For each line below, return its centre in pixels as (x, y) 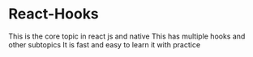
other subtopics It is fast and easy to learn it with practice (105, 44)
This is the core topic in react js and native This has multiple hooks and (127, 36)
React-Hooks (54, 14)
